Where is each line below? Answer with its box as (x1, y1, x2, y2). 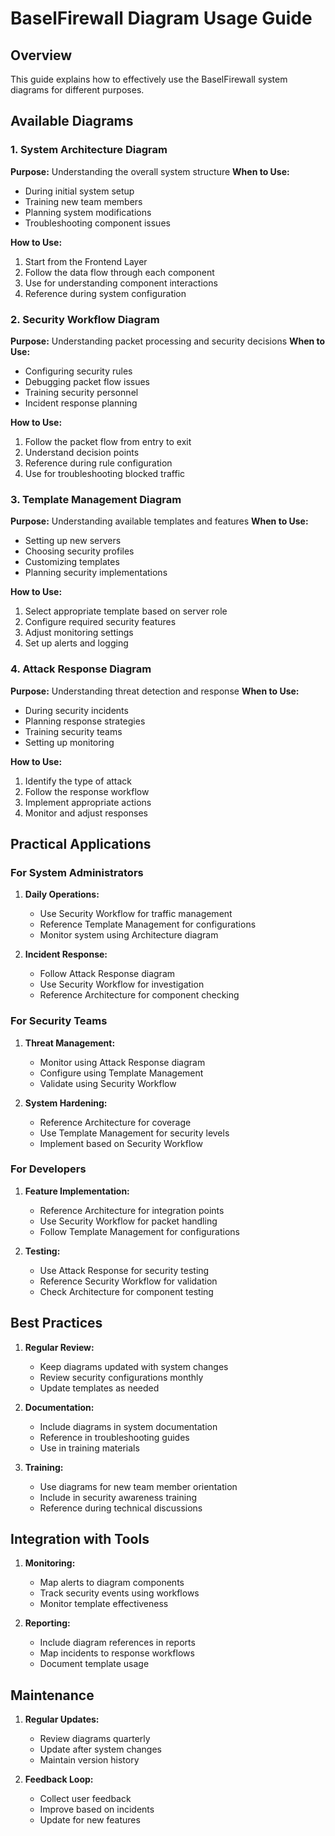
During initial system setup (24, 185, 135, 197)
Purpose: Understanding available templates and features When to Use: (10, 515, 309, 527)
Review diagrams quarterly (39, 1733, 151, 1745)
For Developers (10, 1162, 87, 1176)
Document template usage (39, 1658, 150, 1670)
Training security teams (24, 725, 123, 737)
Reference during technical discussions (39, 1502, 203, 1514)
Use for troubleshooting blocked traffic (24, 467, 186, 479)
